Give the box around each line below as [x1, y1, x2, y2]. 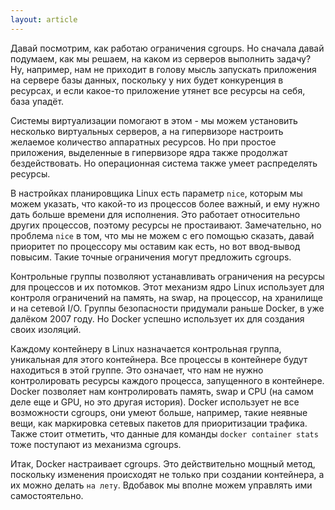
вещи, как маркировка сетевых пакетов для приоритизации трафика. [10, 417, 308, 429]
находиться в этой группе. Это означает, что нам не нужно [10, 364, 264, 376]
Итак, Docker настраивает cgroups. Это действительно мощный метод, [10, 457, 316, 470]
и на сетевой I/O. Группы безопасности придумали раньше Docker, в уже [10, 302, 325, 314]
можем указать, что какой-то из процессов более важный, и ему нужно [10, 197, 321, 210]
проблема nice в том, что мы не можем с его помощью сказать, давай [10, 229, 315, 241]
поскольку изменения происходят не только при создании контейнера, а [10, 468, 325, 480]
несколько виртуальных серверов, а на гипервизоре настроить [10, 125, 284, 137]
